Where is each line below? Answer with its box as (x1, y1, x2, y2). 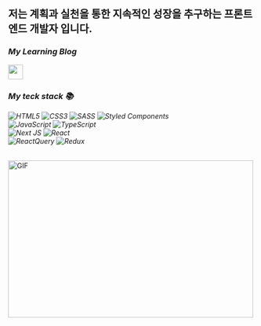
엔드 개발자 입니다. (8, 22, 92, 35)
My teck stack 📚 (8, 90, 74, 101)
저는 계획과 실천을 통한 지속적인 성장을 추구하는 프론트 (8, 7, 253, 21)
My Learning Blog (8, 46, 77, 57)
